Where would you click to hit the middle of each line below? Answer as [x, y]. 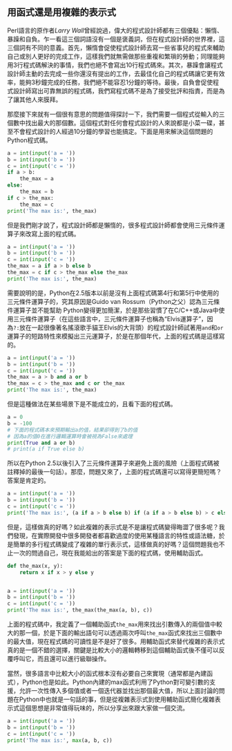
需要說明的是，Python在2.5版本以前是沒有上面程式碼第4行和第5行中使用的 [113, 293]
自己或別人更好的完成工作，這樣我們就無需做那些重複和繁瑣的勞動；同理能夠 [116, 56]
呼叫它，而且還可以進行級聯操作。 [61, 659]
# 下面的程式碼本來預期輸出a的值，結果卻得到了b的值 [72, 430]
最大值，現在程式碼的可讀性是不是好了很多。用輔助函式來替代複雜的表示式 [119, 642]
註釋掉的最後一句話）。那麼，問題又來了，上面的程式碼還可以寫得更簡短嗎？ [115, 472]
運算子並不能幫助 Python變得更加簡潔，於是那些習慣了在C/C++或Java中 [116, 310]
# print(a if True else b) [46, 449]
